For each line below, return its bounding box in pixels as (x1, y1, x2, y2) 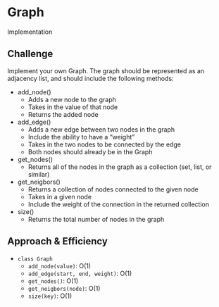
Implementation (7, 27, 53, 36)
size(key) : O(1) (27, 292, 73, 300)
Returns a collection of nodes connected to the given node (27, 184, 199, 194)
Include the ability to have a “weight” (27, 132, 135, 141)
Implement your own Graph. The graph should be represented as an (7, 66, 205, 75)
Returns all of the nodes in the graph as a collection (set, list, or (27, 163, 212, 171)
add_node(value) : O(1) (27, 261, 92, 270)
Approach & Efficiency (7, 235, 108, 247)
